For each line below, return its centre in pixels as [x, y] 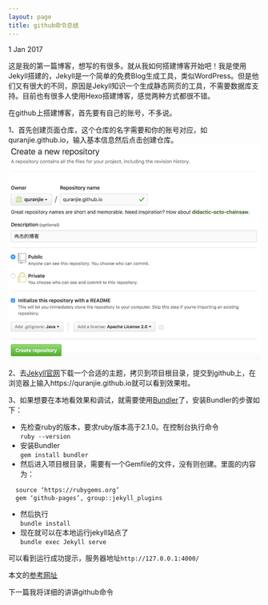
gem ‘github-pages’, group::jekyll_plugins [89, 498]
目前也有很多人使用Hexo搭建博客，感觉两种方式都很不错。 [118, 95]
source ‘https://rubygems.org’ [68, 490]
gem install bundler [54, 455]
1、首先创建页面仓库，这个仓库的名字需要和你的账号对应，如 [108, 130]
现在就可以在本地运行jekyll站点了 [74, 532]
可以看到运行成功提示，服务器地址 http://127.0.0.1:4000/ [104, 558]
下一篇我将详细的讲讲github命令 [61, 591]
